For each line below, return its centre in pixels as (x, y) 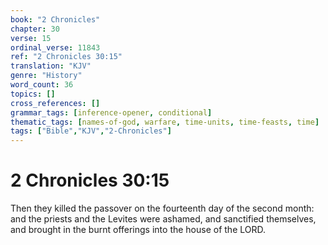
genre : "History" (46, 76)
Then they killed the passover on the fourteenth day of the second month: (162, 208)
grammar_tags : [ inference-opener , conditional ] (111, 112)
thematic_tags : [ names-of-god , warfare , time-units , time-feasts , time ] (165, 122)
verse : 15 (31, 38)
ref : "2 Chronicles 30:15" (66, 57)
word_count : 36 (42, 85)
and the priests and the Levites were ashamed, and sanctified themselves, (163, 219)
